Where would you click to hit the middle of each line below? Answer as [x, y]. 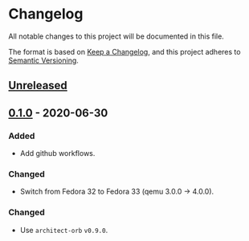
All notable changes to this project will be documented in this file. [116, 36]
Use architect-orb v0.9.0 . [64, 230]
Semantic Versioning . [43, 60]
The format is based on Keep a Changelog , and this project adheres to [124, 51]
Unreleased [38, 86]
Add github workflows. [57, 153]
